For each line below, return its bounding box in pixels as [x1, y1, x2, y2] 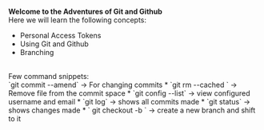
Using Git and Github [19, 39, 90, 49]
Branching [19, 48, 54, 57]
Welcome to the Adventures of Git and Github [8, 7, 162, 16]
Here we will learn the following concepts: [8, 15, 146, 25]
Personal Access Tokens [19, 31, 102, 40]
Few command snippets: [8, 72, 90, 81]
